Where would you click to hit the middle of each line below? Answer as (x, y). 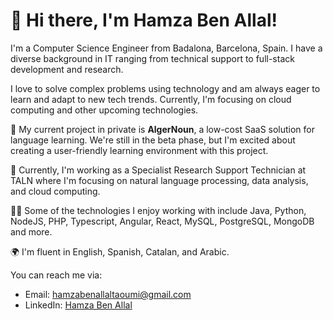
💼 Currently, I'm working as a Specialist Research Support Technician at (158, 170)
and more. (31, 231)
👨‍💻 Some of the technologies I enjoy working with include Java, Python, (158, 210)
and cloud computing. (55, 191)
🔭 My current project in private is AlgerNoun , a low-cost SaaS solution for (163, 129)
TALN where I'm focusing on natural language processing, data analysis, (159, 180)
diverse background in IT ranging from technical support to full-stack (152, 58)
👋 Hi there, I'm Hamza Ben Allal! (144, 20)
